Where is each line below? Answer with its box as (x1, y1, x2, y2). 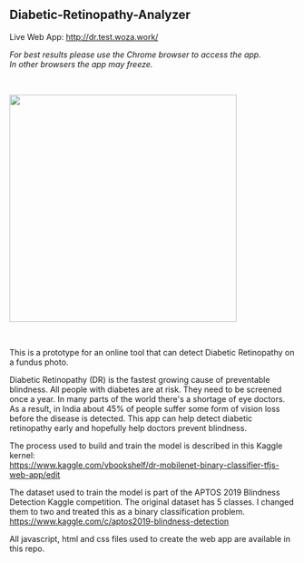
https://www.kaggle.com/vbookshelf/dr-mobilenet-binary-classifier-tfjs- (9, 459, 279, 470)
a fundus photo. (9, 357, 69, 367)
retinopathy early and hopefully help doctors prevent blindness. (9, 422, 248, 433)
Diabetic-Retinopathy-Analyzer (9, 7, 191, 23)
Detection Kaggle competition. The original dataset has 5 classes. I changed (9, 496, 295, 508)
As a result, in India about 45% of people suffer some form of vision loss (9, 403, 280, 414)
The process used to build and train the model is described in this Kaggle (9, 440, 283, 451)
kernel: (9, 449, 35, 460)
